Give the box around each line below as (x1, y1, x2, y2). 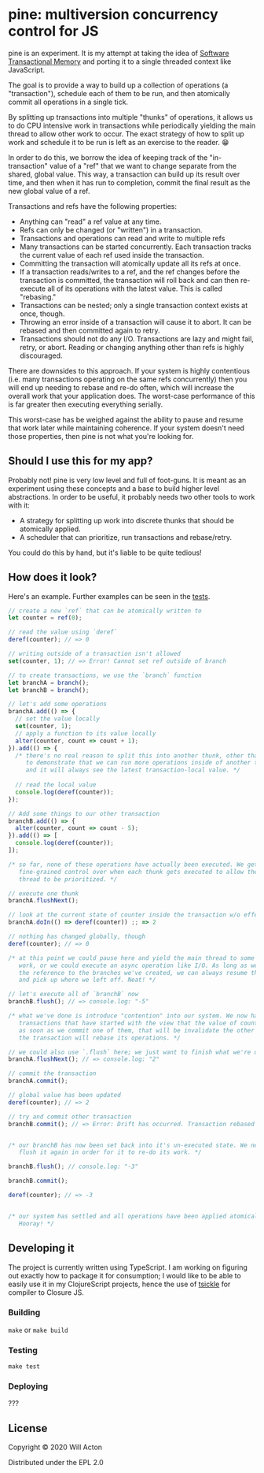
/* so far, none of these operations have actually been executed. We (8, 861, 244, 869)
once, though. (19, 309, 65, 318)
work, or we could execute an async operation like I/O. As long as (18, 962, 247, 969)
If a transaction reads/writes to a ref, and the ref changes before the (19, 266, 240, 277)
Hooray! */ (18, 1219, 55, 1227)
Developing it (8, 1241, 75, 1255)
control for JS (8, 22, 99, 40)
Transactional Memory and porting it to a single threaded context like (8, 57, 232, 66)
